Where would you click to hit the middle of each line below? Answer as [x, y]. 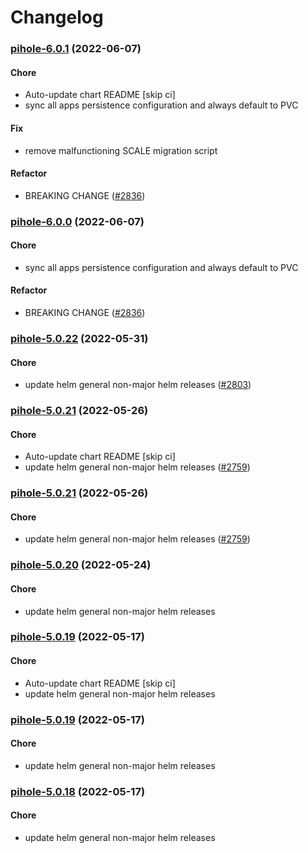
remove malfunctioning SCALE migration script [121, 150]
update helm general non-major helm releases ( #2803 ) [138, 385]
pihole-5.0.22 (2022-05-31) [79, 338]
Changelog [57, 17]
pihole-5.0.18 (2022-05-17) [78, 791]
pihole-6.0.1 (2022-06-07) [76, 49]
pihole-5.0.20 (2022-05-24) [81, 565]
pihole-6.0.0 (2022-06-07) [77, 221]
